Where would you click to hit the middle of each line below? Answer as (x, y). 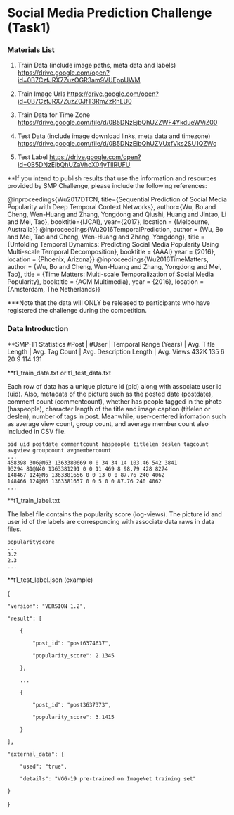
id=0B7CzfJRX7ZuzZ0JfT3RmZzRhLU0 (74, 101)
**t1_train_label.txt (34, 500)
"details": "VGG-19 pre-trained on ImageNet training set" (108, 779)
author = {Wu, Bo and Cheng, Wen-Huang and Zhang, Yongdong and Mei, (115, 267)
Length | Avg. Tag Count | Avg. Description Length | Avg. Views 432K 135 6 (116, 351)
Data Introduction (38, 329)
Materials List (31, 50)
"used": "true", (44, 766)
